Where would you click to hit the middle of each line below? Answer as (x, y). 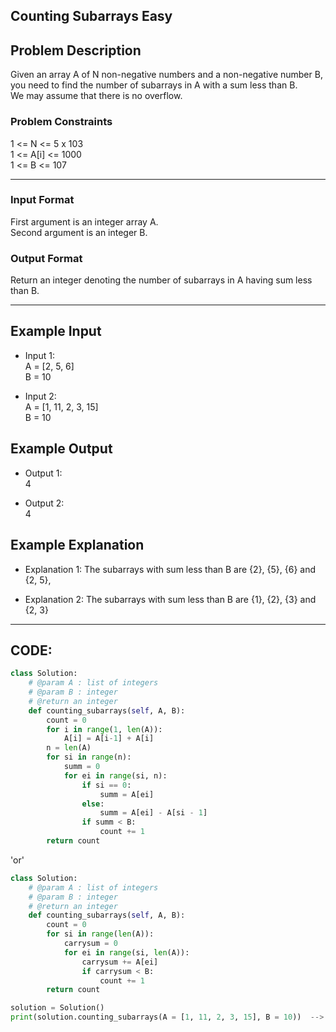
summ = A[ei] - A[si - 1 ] (153, 813)
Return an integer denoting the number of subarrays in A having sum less (161, 280)
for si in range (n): (89, 757)
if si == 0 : (106, 785)
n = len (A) (69, 748)
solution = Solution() (57, 1008)
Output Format (46, 258)
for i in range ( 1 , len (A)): (104, 729)
